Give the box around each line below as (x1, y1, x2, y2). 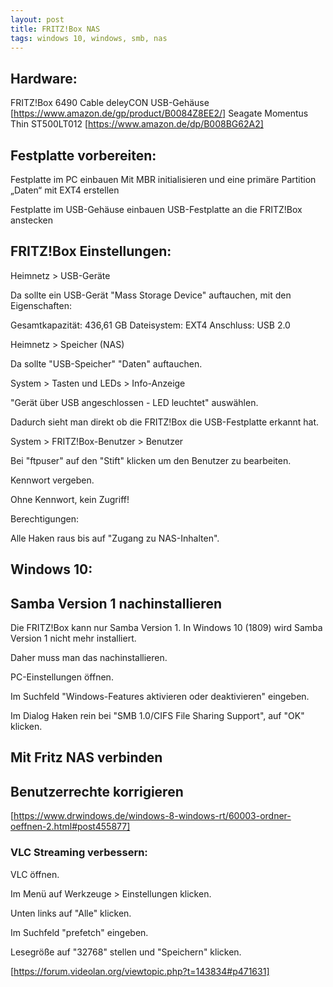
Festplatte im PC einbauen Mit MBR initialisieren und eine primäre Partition (10, 174, 317, 185)
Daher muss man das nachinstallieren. (10, 652, 168, 664)
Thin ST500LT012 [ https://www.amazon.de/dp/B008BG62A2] (10, 118, 264, 130)
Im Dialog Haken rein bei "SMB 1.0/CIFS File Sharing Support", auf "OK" (10, 710, 305, 722)
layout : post (10, 14, 65, 25)
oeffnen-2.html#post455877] (10, 821, 131, 833)
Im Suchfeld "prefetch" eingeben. (10, 926, 149, 938)
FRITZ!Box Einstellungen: (10, 243, 172, 260)
